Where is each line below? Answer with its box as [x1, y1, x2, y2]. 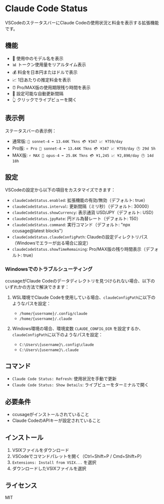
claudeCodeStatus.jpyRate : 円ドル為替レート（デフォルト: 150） [12, 216, 141, 221]
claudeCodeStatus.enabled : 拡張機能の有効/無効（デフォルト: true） [12, 197, 148, 203]
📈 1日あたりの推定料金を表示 [12, 77, 71, 83]
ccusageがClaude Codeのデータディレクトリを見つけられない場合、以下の [5, 278, 155, 284]
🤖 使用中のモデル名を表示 [12, 55, 63, 61]
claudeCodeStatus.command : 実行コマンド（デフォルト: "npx [12, 222, 131, 228]
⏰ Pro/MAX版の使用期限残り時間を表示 [12, 84, 91, 90]
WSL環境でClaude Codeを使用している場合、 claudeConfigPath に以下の [12, 294, 156, 300]
